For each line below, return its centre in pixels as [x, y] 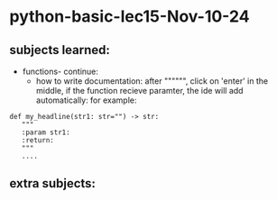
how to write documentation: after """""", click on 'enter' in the [152, 81]
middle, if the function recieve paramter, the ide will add [139, 91]
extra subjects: [53, 183]
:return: [37, 141]
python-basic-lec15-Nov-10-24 [129, 17]
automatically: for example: [86, 100]
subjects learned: [60, 50]
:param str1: [46, 132]
